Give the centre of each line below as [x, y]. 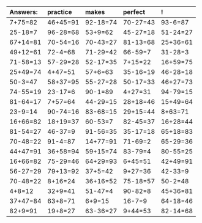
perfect [134, 12]
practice [60, 12]
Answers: [24, 12]
